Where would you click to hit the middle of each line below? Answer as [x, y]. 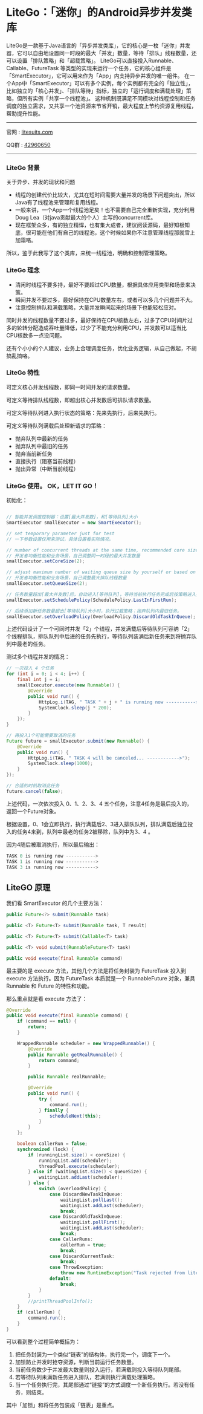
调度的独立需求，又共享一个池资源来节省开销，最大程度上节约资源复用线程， [101, 106]
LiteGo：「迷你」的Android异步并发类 [99, 12]
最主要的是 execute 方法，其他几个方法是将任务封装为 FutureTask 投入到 [96, 971]
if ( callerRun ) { [39, 1312]
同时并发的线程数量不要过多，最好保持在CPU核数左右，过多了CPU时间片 [97, 320]
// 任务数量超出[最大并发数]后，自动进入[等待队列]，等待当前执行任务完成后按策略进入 [101, 594]
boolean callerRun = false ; [52, 1144]
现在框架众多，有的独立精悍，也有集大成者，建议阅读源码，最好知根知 [102, 225]
